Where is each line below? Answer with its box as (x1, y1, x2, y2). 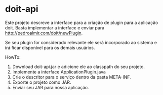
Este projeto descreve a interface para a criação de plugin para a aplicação (5, 20, 158, 25)
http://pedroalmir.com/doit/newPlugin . (5, 30, 83, 36)
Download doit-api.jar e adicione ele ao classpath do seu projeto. (12, 64, 145, 70)
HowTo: (5, 54, 21, 60)
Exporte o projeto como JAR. (12, 79, 71, 85)
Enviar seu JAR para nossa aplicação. (12, 84, 89, 90)
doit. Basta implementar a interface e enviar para (5, 24, 105, 30)
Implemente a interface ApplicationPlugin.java (12, 69, 106, 74)
